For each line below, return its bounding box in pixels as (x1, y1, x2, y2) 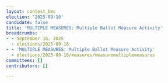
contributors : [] (6, 63, 48, 69)
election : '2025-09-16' (6, 14, 64, 20)
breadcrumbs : (6, 30, 38, 36)
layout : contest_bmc (6, 8, 57, 15)
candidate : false (6, 19, 48, 25)
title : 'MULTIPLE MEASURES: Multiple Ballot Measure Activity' (6, 25, 163, 31)
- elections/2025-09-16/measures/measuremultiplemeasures (11, 52, 156, 58)
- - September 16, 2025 (6, 36, 64, 41)
